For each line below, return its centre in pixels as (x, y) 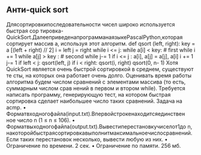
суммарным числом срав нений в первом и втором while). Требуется (96, 88)
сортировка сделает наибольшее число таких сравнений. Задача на (94, 101)
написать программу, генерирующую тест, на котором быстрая (88, 94)
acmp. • (16, 107)
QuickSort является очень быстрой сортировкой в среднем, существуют (100, 69)
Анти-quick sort (37, 10)
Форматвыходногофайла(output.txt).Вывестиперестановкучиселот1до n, (99, 126)
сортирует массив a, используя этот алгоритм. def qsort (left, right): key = (101, 43)
